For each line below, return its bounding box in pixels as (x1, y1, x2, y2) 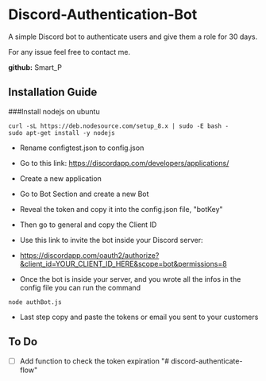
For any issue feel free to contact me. (8, 47, 131, 56)
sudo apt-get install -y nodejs (8, 129, 115, 137)
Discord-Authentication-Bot (8, 6, 198, 24)
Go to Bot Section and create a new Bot (19, 189, 149, 198)
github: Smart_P (8, 62, 62, 72)
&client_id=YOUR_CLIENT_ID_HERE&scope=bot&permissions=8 (19, 259, 228, 268)
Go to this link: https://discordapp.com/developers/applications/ (19, 158, 229, 167)
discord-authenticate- (170, 356, 243, 366)
